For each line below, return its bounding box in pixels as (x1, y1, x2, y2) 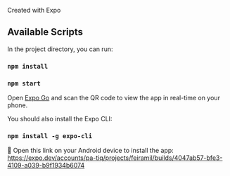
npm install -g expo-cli (7, 132, 93, 140)
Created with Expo (7, 6, 61, 14)
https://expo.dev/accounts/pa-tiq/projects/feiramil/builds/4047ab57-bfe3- (7, 154, 223, 162)
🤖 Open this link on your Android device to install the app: (7, 147, 174, 155)
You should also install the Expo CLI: (7, 115, 113, 123)
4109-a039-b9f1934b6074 (7, 161, 85, 170)
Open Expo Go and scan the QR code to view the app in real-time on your (7, 94, 220, 102)
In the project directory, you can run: (7, 45, 113, 53)
